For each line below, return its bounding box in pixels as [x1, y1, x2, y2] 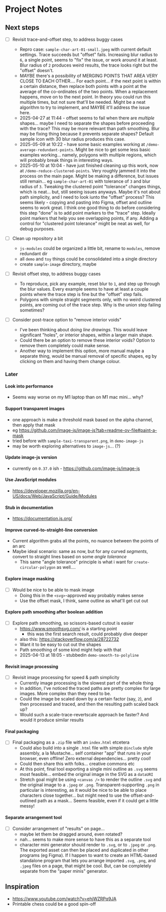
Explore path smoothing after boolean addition [5, 609, 103, 615]
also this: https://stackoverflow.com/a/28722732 [19, 636, 119, 642]
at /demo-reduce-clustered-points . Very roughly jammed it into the [19, 168, 156, 174]
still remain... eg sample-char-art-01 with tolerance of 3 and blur [19, 178, 151, 184]
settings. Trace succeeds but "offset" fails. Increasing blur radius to [19, 52, 158, 58]
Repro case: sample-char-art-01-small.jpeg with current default [19, 46, 151, 53]
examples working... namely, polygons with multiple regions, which [19, 152, 157, 158]
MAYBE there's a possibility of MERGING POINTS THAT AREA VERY [19, 73, 158, 79]
